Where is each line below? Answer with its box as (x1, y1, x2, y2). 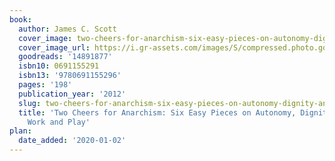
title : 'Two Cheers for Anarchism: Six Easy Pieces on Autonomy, (18, 107, 297, 118)
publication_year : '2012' (18, 89, 127, 99)
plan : (9, 126, 32, 136)
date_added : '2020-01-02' (18, 136, 127, 146)
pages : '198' (18, 80, 73, 90)
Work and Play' (27, 117, 91, 127)
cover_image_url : (18, 42, 91, 53)
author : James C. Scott (18, 24, 117, 34)
